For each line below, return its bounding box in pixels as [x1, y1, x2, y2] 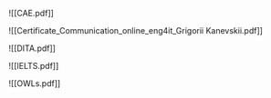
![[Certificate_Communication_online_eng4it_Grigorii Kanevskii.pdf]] [8, 25, 264, 35]
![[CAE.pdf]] [8, 8, 54, 18]
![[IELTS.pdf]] [8, 61, 59, 71]
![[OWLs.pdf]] [8, 78, 61, 89]
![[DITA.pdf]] [8, 43, 57, 54]
